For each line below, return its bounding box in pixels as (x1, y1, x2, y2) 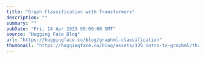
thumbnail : (6, 43, 34, 49)
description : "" (6, 14, 48, 21)
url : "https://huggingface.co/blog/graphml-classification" (6, 37, 163, 43)
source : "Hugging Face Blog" (6, 31, 81, 37)
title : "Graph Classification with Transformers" (6, 8, 135, 15)
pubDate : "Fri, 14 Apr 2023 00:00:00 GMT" (6, 25, 116, 32)
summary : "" (6, 20, 37, 26)
